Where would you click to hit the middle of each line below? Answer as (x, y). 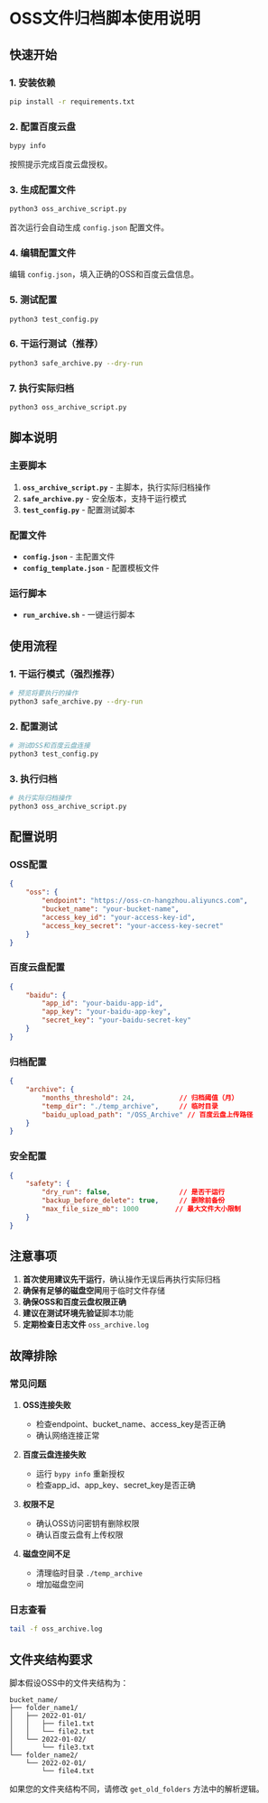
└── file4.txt (68, 1771)
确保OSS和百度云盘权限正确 (74, 1302)
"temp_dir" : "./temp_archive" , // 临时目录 (130, 1106)
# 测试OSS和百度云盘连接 (50, 745)
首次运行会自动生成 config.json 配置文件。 (89, 227)
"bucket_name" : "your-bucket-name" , (111, 909)
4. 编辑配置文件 (43, 253)
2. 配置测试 (33, 726)
